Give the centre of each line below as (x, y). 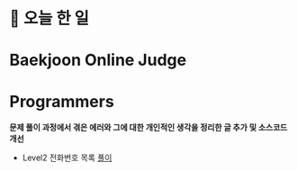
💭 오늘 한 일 (49, 18)
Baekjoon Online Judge (98, 60)
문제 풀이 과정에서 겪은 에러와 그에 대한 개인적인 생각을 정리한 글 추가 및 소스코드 (148, 128)
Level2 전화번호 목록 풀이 (67, 157)
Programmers (62, 101)
